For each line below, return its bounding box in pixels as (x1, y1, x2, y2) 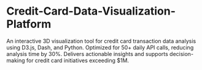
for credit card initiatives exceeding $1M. (26, 57, 130, 64)
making (6, 57, 26, 64)
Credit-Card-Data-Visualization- (6, 4, 176, 18)
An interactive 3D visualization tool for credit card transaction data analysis (6, 37, 196, 44)
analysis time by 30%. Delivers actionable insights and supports (6, 50, 169, 57)
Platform (6, 17, 52, 31)
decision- (169, 50, 194, 57)
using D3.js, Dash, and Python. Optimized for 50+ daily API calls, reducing (6, 44, 194, 51)
